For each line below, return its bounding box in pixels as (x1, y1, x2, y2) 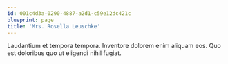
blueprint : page (7, 17, 54, 23)
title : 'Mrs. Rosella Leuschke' (7, 23, 100, 30)
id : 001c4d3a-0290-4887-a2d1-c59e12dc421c (7, 10, 131, 17)
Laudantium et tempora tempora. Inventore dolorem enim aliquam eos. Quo (7, 42, 221, 50)
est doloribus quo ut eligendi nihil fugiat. (7, 49, 122, 57)
